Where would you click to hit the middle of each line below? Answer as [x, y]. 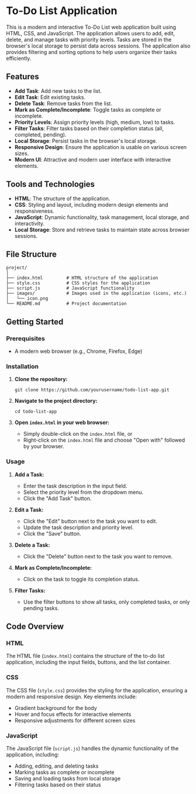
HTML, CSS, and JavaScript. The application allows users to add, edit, [91, 33]
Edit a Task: [29, 510]
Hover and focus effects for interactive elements [73, 714]
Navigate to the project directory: [56, 401]
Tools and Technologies [51, 184]
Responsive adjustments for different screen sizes [75, 720]
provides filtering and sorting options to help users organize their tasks [92, 52]
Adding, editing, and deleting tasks [56, 766]
